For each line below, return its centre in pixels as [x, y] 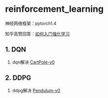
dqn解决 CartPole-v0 [33, 62]
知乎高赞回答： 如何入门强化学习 [37, 33]
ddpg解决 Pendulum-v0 [36, 90]
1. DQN [15, 49]
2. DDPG [18, 78]
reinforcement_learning [54, 9]
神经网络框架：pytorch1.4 [31, 23]
